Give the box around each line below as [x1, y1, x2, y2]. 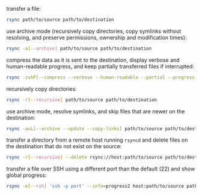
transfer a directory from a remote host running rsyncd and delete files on [6, 136, 188, 143]
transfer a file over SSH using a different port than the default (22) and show [6, 165, 195, 173]
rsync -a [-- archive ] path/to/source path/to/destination [6, 45, 152, 52]
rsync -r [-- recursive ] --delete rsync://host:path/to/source [6, 154, 163, 161]
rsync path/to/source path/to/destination [6, 17, 114, 23]
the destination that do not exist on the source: [6, 143, 122, 150]
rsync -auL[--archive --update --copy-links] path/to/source [6, 125, 163, 131]
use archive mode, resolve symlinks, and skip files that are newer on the [6, 107, 185, 115]
